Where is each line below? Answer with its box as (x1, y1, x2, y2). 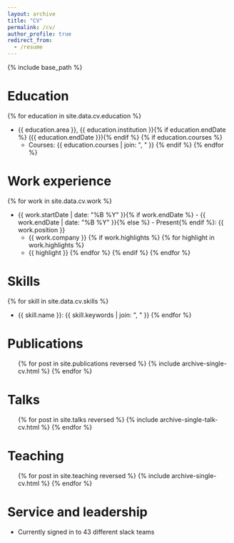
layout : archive (7, 10, 56, 18)
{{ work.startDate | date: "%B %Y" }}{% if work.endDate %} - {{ (17, 210, 206, 219)
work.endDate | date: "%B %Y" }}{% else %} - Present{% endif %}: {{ (17, 218, 224, 227)
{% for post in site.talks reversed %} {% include (17, 415, 159, 424)
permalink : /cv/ (7, 24, 56, 31)
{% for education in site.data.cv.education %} (7, 111, 141, 120)
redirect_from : (7, 37, 53, 44)
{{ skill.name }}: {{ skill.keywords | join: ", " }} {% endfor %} (17, 311, 192, 319)
